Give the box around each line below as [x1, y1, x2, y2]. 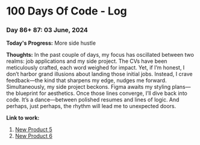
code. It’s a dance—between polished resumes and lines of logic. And [6, 96, 180, 103]
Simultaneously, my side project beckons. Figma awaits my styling [6, 83, 171, 91]
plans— [171, 83, 191, 91]
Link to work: [6, 114, 40, 121]
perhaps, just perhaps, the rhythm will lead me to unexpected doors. [6, 103, 177, 110]
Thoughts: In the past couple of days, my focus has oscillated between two [6, 51, 195, 59]
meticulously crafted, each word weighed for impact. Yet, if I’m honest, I [6, 64, 185, 71]
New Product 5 [14, 126, 52, 134]
